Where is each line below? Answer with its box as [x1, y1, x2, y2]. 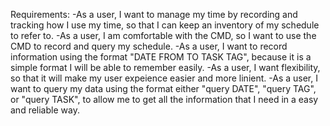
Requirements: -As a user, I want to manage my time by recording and [10, 9, 298, 20]
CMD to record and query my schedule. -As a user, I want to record [10, 40, 288, 52]
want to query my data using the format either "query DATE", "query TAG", [10, 83, 317, 94]
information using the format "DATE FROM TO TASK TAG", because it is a [10, 51, 312, 63]
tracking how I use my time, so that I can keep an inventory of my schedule [10, 19, 320, 31]
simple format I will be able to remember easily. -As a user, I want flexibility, [10, 62, 321, 73]
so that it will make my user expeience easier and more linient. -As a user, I [10, 72, 318, 84]
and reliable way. [10, 104, 80, 116]
